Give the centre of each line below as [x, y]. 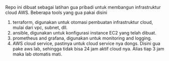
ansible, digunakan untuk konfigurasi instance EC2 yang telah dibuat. [84, 33]
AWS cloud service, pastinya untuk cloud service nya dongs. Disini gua [86, 43]
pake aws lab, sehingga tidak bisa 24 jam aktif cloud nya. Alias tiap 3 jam [88, 49]
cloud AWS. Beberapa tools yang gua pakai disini [56, 12]
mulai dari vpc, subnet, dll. [40, 27]
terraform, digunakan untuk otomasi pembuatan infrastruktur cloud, [83, 22]
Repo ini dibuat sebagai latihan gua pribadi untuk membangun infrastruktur [83, 7]
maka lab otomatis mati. [37, 54]
